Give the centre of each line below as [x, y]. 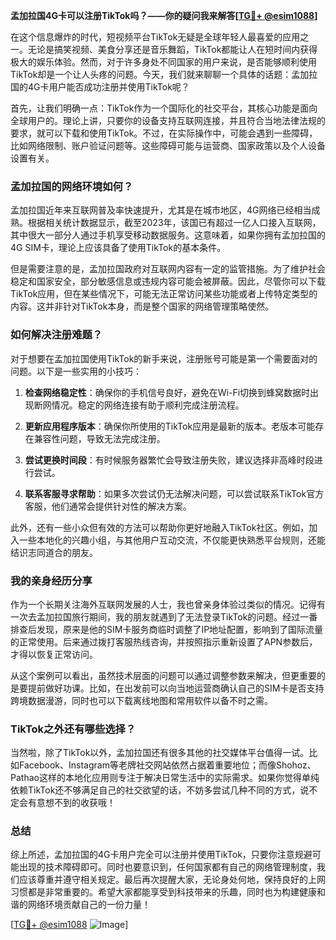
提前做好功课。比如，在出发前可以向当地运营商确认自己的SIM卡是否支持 [176, 688]
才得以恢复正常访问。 [54, 654]
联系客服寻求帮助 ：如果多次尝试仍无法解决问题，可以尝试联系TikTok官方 [174, 493]
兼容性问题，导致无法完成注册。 [99, 438]
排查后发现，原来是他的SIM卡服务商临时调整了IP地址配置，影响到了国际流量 [167, 629]
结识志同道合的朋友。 [54, 552]
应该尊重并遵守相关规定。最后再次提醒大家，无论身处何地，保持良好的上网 [172, 880]
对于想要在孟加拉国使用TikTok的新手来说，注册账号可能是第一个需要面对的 [164, 358]
